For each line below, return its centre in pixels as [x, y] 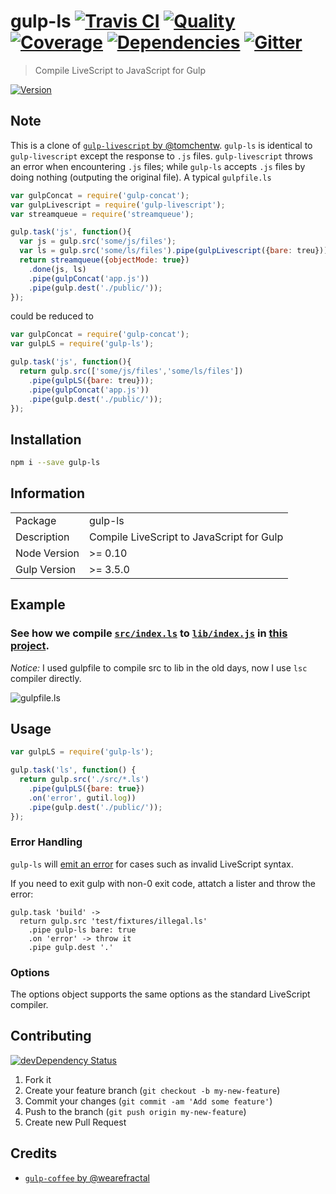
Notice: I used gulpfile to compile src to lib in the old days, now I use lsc [159, 667]
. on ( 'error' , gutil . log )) [82, 798]
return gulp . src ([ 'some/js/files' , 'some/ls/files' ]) [131, 371]
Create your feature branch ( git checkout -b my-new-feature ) [152, 1090]
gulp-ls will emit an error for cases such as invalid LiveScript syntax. [152, 864]
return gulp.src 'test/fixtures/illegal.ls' [113, 921]
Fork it [38, 1079]
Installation [46, 439]
